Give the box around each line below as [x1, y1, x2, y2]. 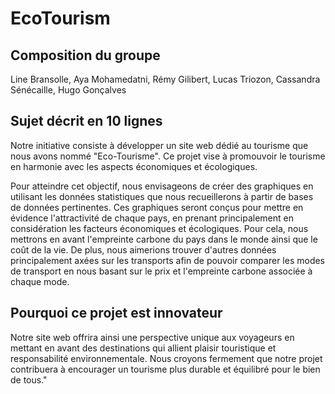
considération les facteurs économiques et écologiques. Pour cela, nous [10, 222, 309, 234]
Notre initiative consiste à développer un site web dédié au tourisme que [10, 139, 309, 151]
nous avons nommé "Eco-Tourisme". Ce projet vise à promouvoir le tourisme [10, 150, 326, 162]
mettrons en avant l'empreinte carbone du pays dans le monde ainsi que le [10, 233, 318, 245]
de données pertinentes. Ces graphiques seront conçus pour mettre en [10, 201, 304, 213]
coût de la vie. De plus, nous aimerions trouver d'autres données [10, 243, 277, 256]
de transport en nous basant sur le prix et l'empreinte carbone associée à [10, 265, 313, 277]
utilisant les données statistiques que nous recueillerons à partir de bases [10, 190, 314, 202]
